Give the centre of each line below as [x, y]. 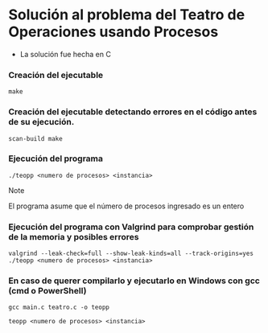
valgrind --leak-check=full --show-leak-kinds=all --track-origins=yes [131, 254]
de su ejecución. [41, 122]
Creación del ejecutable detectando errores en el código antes [133, 112]
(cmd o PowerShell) [47, 291]
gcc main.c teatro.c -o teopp [59, 307]
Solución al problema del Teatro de [127, 15]
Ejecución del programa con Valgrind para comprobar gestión [131, 227]
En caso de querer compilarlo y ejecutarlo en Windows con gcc [134, 281]
